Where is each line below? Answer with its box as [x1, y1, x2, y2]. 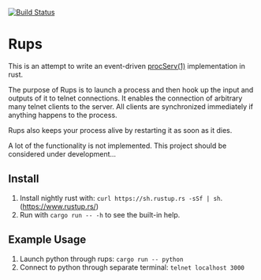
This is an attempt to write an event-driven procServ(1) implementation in [8, 61, 246, 70]
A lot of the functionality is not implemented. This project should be [8, 141, 227, 150]
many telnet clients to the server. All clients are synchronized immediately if [8, 101, 254, 111]
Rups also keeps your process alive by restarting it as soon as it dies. [8, 125, 233, 134]
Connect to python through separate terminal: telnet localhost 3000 [19, 262, 245, 272]
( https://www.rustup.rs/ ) [19, 202, 99, 211]
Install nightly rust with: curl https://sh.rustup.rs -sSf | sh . [19, 193, 223, 202]
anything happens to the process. [8, 110, 117, 119]
